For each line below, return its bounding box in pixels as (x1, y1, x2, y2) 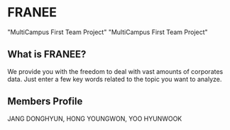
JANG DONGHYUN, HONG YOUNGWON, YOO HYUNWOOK (7, 114, 182, 123)
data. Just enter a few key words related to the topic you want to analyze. (7, 75, 222, 83)
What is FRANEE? (7, 48, 87, 60)
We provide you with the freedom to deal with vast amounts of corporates (7, 67, 224, 75)
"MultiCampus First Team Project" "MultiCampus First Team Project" (7, 28, 208, 36)
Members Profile (7, 95, 83, 107)
